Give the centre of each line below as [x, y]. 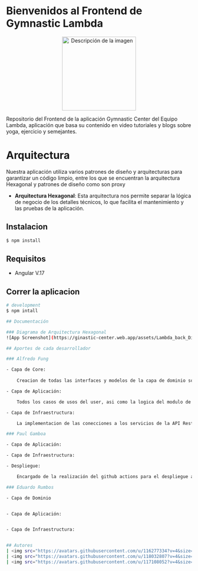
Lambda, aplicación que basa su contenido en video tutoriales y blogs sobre [99, 125]
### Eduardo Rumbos [30, 487]
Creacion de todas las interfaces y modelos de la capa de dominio [101, 381]
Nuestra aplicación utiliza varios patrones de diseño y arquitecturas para [94, 171]
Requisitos [26, 259]
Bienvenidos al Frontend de [74, 11]
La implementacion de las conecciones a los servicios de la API [99, 423]
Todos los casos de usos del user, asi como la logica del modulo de [104, 402]
